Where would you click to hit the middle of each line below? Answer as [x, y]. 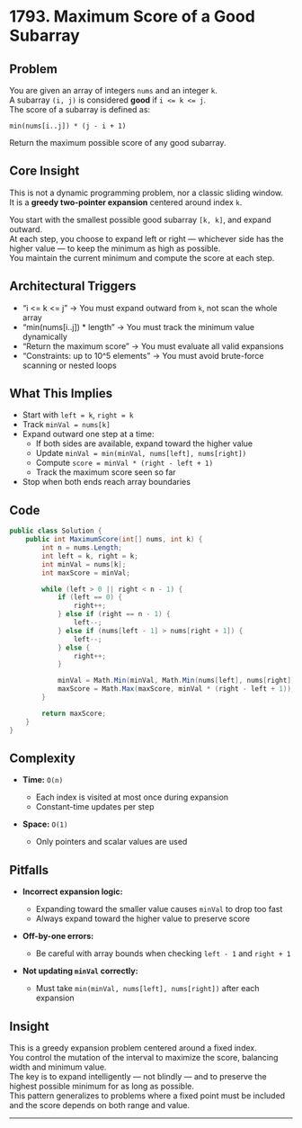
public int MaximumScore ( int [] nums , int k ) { [114, 540]
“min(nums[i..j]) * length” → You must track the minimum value [138, 327]
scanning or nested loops [69, 365]
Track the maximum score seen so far [106, 472]
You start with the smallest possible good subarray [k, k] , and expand [140, 219]
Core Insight [44, 171]
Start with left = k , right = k [78, 415]
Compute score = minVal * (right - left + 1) [124, 463]
